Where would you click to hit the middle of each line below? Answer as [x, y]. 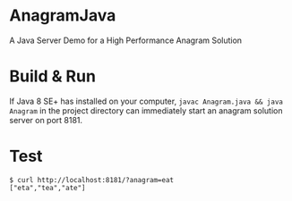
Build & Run [53, 76]
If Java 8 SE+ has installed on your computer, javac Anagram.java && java [146, 101]
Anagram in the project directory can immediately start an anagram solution [146, 110]
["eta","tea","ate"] [48, 188]
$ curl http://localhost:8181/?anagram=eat [92, 180]
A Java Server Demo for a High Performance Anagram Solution [126, 40]
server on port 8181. [46, 120]
